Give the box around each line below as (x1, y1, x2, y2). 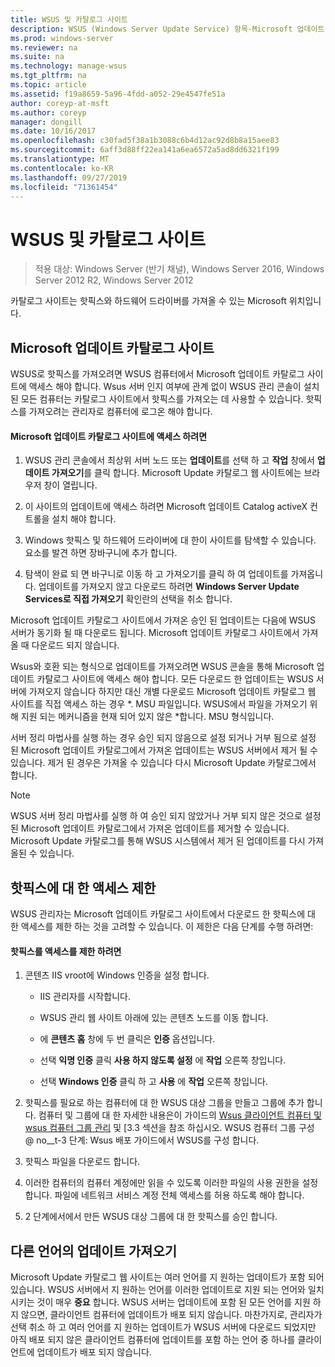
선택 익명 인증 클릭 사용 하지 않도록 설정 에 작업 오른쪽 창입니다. (39, 1054, 287, 1066)
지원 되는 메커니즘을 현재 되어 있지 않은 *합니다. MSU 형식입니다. (20, 711, 275, 723)
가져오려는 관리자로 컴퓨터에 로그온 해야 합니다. (28, 406, 213, 418)
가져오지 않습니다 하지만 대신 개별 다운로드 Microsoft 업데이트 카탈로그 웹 (28, 686, 317, 698)
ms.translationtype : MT (10, 154, 110, 164)
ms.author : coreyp (10, 107, 87, 118)
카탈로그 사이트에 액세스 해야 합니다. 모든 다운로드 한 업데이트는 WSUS (36, 673, 314, 685)
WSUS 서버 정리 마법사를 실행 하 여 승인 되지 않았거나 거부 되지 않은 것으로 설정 (10, 810, 322, 822)
